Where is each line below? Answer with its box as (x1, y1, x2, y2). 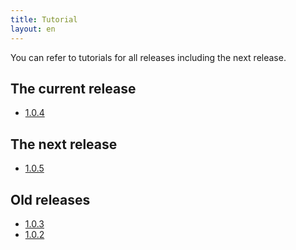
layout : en (10, 24, 56, 34)
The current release (10, 80, 137, 97)
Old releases (10, 191, 91, 208)
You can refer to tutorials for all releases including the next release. (10, 51, 287, 63)
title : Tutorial (10, 14, 78, 25)
